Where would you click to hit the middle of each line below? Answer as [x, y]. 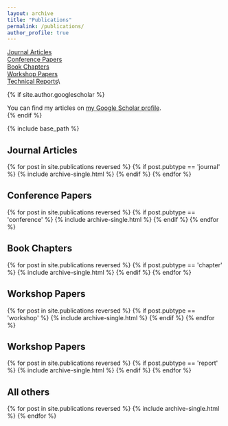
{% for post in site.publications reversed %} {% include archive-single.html [113, 409]
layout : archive [30, 13]
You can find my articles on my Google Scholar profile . [84, 108]
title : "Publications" [39, 20]
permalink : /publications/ [46, 26]
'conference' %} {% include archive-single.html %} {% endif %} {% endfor [113, 219]
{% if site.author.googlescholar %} [56, 95]
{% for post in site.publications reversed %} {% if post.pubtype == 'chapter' [115, 265]
